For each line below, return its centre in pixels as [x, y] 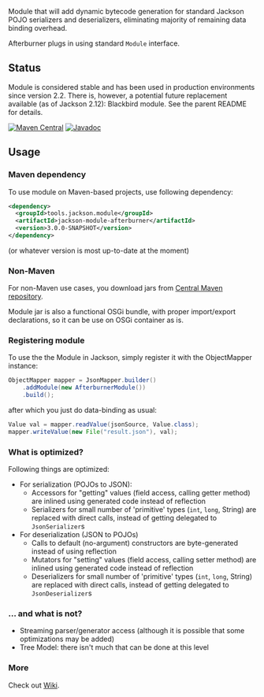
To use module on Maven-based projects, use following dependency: [121, 191]
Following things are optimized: [59, 469]
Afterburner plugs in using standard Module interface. [94, 43]
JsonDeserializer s [61, 593]
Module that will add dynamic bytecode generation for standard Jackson [126, 11]
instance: [23, 366]
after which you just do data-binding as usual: [83, 410]
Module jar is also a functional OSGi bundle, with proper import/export [122, 312]
